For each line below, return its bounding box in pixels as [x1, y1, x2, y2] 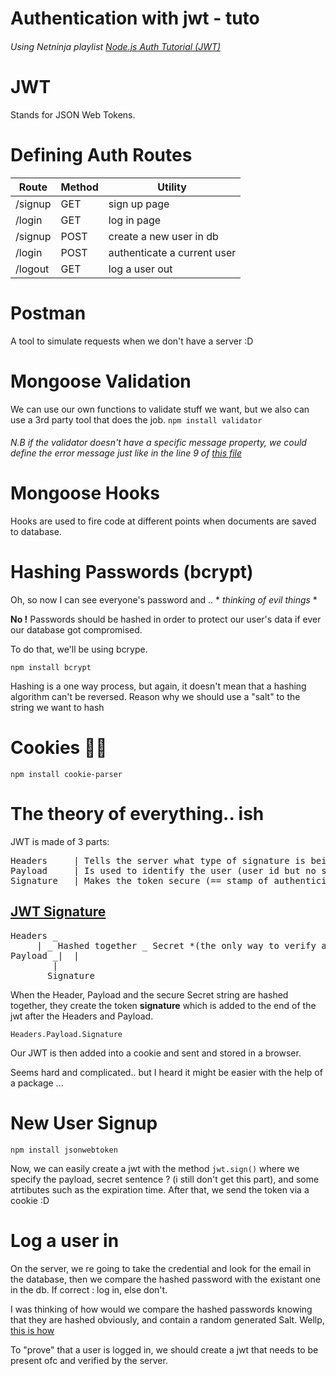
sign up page [108, 197, 170, 211]
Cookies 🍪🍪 [10, 737, 108, 759]
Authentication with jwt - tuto [10, 7, 260, 30]
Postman [10, 302, 87, 324]
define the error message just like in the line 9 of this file [10, 447, 243, 459]
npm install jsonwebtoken [10, 1145, 118, 1155]
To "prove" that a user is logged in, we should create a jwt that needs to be [10, 1343, 319, 1356]
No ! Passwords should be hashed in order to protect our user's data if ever [10, 613, 322, 625]
